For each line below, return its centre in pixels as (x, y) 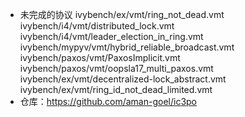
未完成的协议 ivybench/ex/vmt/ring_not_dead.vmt (122, 14)
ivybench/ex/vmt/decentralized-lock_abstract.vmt (123, 79)
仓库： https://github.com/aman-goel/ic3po (108, 101)
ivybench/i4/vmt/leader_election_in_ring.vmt (111, 36)
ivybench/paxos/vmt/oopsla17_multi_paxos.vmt (116, 68)
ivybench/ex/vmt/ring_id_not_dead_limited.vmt (116, 89)
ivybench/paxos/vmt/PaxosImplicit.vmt (100, 57)
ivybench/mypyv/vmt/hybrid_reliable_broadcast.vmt (127, 47)
